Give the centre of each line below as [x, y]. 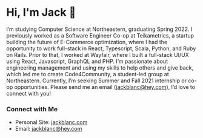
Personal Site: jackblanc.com [51, 122]
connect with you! [29, 93]
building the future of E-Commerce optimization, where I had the [87, 42]
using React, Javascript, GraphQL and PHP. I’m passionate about [87, 61]
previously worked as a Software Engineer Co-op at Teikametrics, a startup [100, 35]
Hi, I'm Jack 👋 [41, 12]
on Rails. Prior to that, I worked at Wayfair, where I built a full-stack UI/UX [98, 54]
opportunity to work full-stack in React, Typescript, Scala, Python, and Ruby [101, 48]
